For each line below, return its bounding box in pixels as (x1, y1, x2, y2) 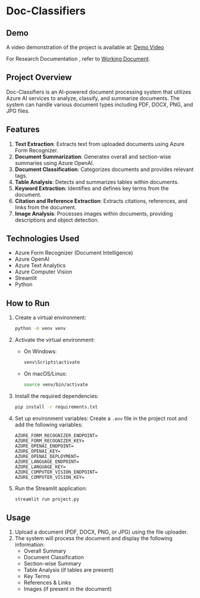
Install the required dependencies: (14, 392, 99, 400)
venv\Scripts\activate (23, 359, 80, 366)
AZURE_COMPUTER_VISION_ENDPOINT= (14, 469, 98, 475)
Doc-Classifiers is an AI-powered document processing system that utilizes (6, 88, 192, 95)
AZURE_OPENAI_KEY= (14, 448, 61, 454)
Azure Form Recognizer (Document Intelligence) (14, 249, 133, 257)
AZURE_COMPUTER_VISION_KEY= (14, 474, 85, 480)
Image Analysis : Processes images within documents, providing (14, 210, 173, 217)
